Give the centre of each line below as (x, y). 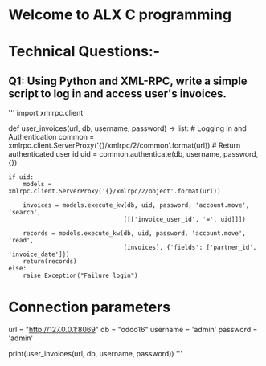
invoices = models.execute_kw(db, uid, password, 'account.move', (136, 205)
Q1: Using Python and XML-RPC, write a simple (128, 81)
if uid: (21, 177)
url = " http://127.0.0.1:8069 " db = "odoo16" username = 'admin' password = (133, 330)
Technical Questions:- (84, 52)
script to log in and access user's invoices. (118, 94)
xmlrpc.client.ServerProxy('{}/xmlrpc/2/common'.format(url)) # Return (125, 145)
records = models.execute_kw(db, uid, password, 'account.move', (135, 234)
